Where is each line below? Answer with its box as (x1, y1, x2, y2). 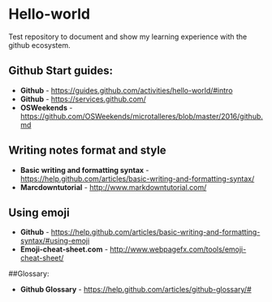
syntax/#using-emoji (19, 236, 90, 246)
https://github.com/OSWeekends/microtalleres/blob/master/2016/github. (19, 111, 264, 121)
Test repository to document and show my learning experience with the (8, 32, 248, 41)
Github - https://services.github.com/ (19, 94, 146, 104)
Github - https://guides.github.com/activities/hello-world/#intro (19, 85, 233, 95)
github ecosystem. (8, 40, 71, 50)
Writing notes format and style (8, 144, 166, 157)
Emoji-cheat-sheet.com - (19, 244, 108, 254)
